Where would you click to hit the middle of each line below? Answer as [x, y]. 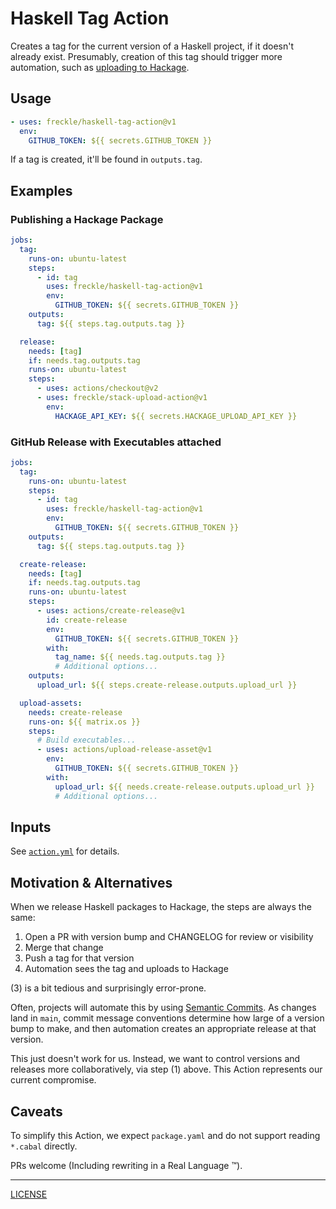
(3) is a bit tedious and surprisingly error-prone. [108, 988]
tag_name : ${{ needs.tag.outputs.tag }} [140, 657]
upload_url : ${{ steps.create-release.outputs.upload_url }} [167, 685]
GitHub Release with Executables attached [116, 442]
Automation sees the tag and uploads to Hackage [126, 969]
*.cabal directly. [44, 1146]
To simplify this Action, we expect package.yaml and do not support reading [165, 1136]
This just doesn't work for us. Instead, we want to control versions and [155, 1059]
